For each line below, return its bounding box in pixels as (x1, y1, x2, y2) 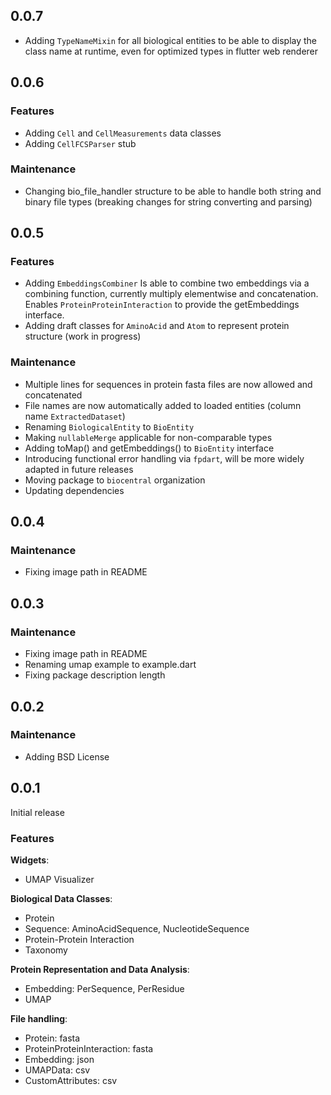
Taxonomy (24, 944, 68, 956)
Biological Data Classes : (10, 892, 113, 904)
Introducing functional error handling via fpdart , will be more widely (24, 452, 305, 464)
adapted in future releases (24, 463, 134, 475)
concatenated (24, 389, 83, 401)
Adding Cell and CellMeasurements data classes (24, 127, 222, 139)
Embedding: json (24, 1053, 95, 1065)
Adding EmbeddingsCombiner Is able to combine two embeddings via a (24, 277, 310, 289)
